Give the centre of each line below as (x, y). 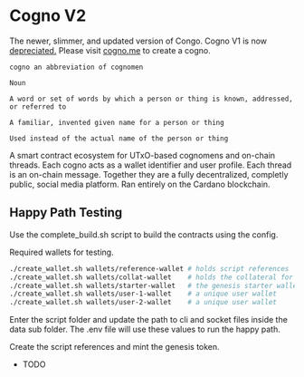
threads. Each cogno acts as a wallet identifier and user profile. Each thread (151, 165)
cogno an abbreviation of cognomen (76, 67)
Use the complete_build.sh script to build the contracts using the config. (144, 234)
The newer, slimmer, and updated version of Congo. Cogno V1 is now (138, 41)
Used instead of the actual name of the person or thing (119, 138)
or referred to (38, 106)
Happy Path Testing (66, 213)
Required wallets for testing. (62, 252)
